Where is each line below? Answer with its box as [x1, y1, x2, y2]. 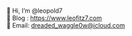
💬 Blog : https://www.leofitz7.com [6, 14, 102, 22]
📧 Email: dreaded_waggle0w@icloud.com [6, 21, 126, 29]
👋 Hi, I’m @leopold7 [6, 7, 63, 15]
